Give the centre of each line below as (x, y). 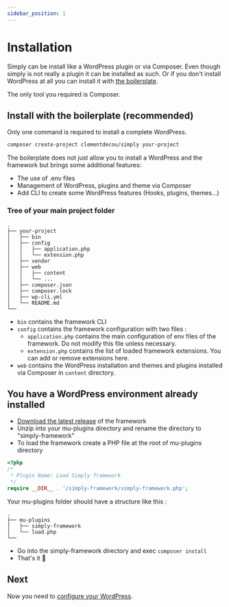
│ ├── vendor (29, 261)
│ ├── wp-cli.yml (35, 297)
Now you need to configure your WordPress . (70, 596)
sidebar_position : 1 (37, 13)
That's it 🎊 (32, 558)
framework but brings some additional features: (74, 165)
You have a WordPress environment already (103, 394)
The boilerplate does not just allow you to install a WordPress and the (105, 158)
